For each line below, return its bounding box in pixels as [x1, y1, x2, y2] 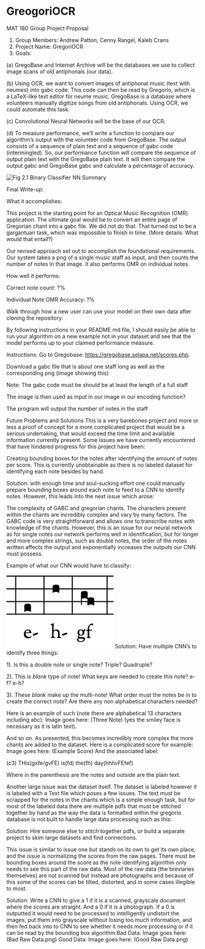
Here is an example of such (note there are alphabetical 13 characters [6, 709, 182, 717]
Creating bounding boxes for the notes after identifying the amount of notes [6, 454, 198, 462]
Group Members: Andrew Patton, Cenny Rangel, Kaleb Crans [15, 36, 170, 43]
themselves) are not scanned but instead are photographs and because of [6, 871, 194, 879]
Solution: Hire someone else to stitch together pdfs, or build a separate [6, 827, 185, 835]
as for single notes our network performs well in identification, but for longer [6, 530, 199, 538]
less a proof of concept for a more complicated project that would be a [6, 423, 185, 430]
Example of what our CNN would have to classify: [6, 561, 132, 569]
